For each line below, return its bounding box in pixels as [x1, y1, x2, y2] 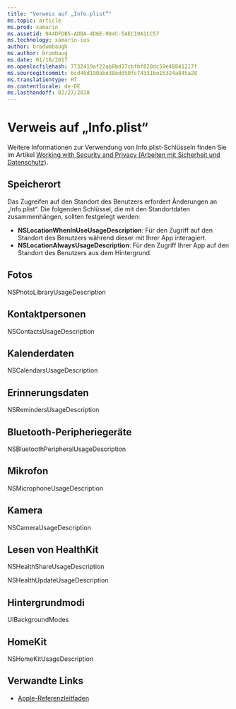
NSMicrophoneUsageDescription [7, 484, 104, 492]
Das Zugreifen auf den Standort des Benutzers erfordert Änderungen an [7, 197, 218, 206]
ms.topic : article [7, 17, 61, 24]
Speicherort [7, 178, 61, 191]
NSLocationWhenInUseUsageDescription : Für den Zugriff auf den [17, 225, 213, 234]
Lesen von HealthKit [7, 544, 99, 556]
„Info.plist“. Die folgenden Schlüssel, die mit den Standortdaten [7, 204, 191, 213]
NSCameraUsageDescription [7, 523, 92, 532]
